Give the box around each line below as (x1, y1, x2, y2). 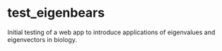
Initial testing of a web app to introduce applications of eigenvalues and (7, 28, 216, 36)
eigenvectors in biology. (7, 35, 78, 43)
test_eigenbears (7, 5, 105, 21)
